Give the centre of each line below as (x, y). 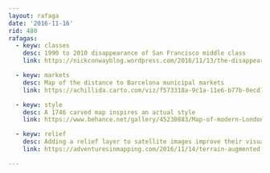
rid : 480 (23, 31)
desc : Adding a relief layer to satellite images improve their (133, 142)
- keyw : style (39, 105)
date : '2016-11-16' (41, 23)
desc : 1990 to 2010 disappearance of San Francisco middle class (135, 53)
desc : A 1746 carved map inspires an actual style (109, 112)
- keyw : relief (41, 134)
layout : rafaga (34, 16)
